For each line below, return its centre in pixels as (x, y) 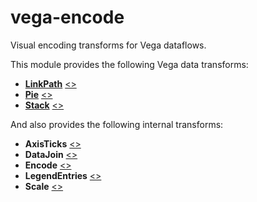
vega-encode (67, 17)
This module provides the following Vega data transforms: (129, 64)
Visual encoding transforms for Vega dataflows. (108, 45)
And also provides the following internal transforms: (117, 124)
